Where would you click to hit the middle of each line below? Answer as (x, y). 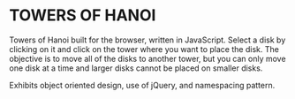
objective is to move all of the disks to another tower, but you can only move (147, 58)
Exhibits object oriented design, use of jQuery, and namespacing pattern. (142, 85)
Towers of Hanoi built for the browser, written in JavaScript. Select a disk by (147, 40)
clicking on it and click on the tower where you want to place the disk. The (144, 49)
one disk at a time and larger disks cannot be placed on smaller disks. (136, 68)
